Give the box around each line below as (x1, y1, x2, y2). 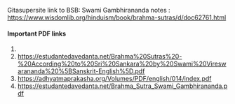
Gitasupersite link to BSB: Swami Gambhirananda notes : (7, 6, 170, 14)
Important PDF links (7, 29, 67, 38)
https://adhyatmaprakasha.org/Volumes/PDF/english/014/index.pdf (17, 75, 212, 83)
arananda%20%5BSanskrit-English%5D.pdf (17, 67, 145, 75)
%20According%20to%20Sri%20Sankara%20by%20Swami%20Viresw (17, 59, 227, 68)
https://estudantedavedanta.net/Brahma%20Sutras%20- (17, 52, 182, 61)
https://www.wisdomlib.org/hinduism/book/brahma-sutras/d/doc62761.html (7, 13, 227, 22)
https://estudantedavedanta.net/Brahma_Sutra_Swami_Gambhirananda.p (17, 82, 228, 90)
